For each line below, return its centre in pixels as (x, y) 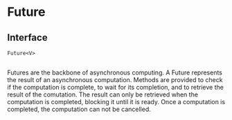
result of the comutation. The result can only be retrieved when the (103, 94)
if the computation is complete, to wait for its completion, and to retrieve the (115, 88)
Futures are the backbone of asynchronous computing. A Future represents (115, 72)
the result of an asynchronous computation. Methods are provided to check (115, 80)
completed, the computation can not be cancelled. (79, 109)
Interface (27, 38)
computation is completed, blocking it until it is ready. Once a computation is (116, 102)
